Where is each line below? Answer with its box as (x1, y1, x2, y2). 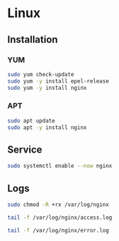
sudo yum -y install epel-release (7, 77, 110, 85)
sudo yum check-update (7, 71, 74, 78)
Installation (7, 34, 58, 46)
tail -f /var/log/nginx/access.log (7, 214, 113, 221)
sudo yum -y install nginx (7, 84, 87, 91)
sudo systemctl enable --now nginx (7, 163, 113, 170)
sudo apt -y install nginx (7, 123, 87, 131)
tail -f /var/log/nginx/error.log (7, 227, 110, 234)
